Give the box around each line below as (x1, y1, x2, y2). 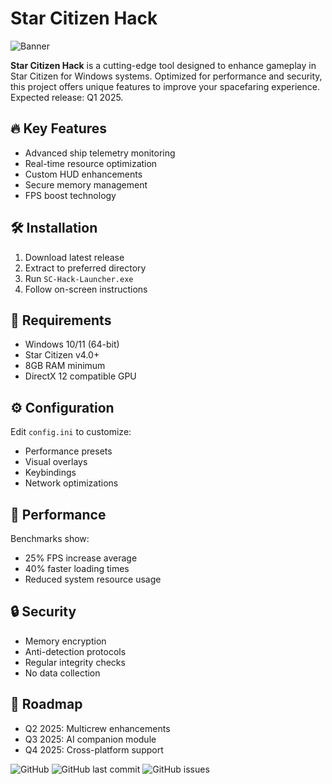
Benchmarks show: (10, 533, 90, 544)
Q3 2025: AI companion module (24, 733, 157, 745)
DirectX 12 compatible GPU (24, 370, 137, 382)
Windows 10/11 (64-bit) (24, 338, 120, 351)
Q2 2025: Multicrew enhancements (24, 722, 171, 734)
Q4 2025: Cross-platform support (24, 743, 164, 756)
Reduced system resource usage (24, 573, 162, 585)
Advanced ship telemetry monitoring (24, 147, 176, 159)
